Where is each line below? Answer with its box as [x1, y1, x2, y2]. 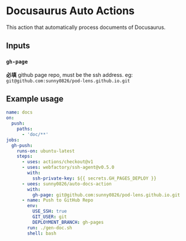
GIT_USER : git [32, 214, 67, 220]
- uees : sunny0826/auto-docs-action [21, 181, 112, 187]
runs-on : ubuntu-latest [16, 148, 75, 154]
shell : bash [27, 230, 57, 236]
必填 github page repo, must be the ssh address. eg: [6, 71, 133, 78]
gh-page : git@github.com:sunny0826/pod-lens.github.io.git [32, 192, 181, 198]
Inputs [6, 41, 31, 51]
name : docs [6, 109, 33, 116]
